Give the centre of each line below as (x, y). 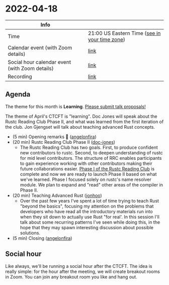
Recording (20, 76)
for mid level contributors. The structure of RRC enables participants (91, 158)
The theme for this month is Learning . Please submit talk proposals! (75, 107)
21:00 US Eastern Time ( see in (124, 33)
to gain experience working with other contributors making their (86, 163)
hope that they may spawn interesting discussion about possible (87, 227)
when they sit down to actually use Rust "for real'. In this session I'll (90, 217)
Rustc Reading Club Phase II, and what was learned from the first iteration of (84, 122)
